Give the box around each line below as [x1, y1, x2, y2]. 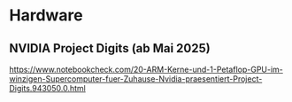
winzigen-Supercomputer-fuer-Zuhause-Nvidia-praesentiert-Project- [9, 74, 263, 84]
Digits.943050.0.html [9, 83, 86, 93]
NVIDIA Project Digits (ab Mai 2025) [9, 41, 211, 56]
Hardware [9, 5, 83, 26]
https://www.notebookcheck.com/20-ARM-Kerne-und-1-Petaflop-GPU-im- [9, 64, 283, 75]
